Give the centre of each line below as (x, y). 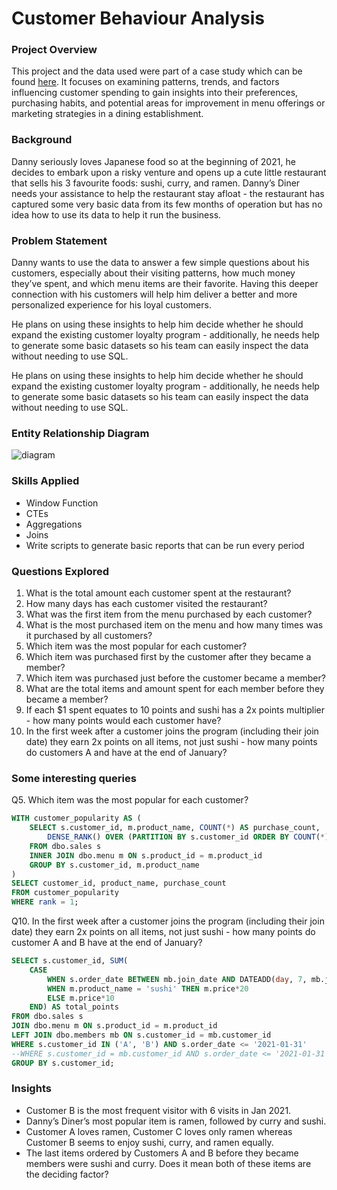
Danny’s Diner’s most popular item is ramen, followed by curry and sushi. (176, 1121)
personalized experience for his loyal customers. (111, 305)
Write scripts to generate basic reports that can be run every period (165, 545)
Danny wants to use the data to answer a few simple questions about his (160, 263)
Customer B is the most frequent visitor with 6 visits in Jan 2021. (158, 1110)
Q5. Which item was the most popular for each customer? (130, 800)
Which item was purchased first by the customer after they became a (168, 656)
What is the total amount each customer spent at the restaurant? (158, 593)
